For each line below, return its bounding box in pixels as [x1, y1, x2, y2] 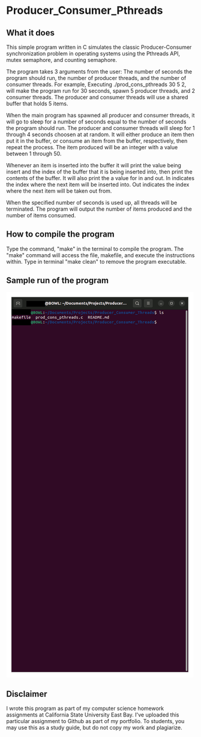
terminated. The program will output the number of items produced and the [6, 205, 192, 213]
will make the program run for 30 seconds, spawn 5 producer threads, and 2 [6, 87, 196, 94]
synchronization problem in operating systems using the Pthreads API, [6, 50, 180, 57]
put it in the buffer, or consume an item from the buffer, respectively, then [6, 137, 188, 145]
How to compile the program [6, 229, 115, 240]
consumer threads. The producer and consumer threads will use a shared [6, 94, 188, 101]
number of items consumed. [6, 212, 76, 219]
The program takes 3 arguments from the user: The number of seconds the [6, 68, 193, 75]
